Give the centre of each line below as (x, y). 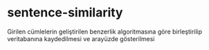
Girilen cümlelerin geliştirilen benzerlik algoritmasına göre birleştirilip (105, 32)
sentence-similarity (65, 13)
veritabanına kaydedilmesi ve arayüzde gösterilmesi (81, 38)
